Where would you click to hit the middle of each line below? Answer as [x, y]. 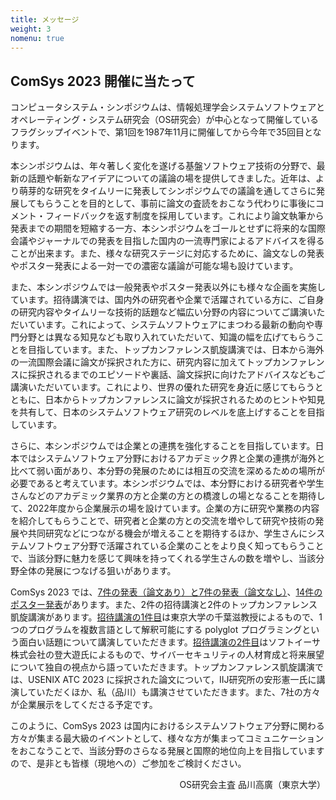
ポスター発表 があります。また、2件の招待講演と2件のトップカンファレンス [164, 605]
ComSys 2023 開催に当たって [103, 81]
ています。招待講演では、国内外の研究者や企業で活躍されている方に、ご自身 [167, 300]
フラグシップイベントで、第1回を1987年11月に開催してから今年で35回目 [157, 132]
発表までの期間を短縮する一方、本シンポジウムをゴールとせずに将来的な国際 [168, 228]
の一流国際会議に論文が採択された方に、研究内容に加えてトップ [141, 362]
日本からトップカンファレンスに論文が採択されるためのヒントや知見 [184, 400]
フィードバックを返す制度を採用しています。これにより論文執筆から [184, 216]
